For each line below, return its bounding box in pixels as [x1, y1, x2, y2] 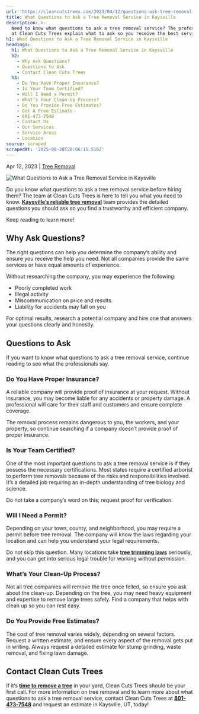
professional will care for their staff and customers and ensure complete [6, 401, 182, 408]
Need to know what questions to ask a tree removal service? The [11, 25, 176, 31]
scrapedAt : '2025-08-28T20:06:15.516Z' [6, 146, 105, 152]
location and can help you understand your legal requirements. [6, 537, 159, 545]
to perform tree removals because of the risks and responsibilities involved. [6, 472, 191, 479]
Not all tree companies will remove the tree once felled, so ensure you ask [6, 583, 187, 590]
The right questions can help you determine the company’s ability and [6, 249, 176, 256]
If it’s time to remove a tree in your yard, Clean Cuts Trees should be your [6, 682, 186, 689]
